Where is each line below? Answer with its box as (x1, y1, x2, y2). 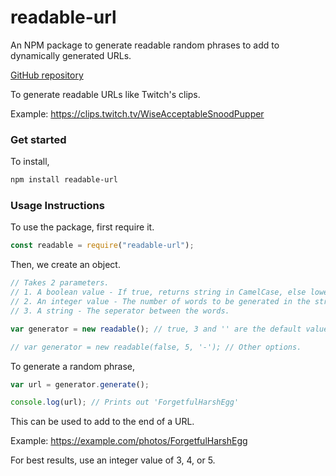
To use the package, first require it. (10, 221, 155, 233)
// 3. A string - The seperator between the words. (10, 306, 230, 316)
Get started (10, 132, 67, 146)
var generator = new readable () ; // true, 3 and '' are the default (10, 324, 302, 334)
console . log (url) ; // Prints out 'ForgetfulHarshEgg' (10, 397, 240, 408)
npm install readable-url (10, 175, 118, 185)
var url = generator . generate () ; (10, 379, 150, 390)
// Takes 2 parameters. (10, 278, 110, 288)
